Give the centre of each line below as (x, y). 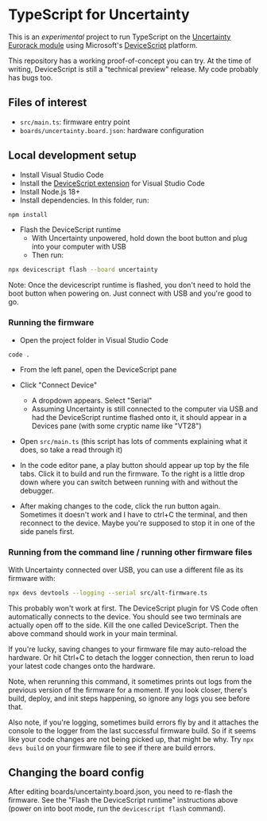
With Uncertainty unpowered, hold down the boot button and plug (139, 238)
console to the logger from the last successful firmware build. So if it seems (132, 730)
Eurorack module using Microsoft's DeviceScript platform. (103, 45)
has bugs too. (31, 77)
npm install (28, 214)
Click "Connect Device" (58, 385)
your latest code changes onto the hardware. (82, 666)
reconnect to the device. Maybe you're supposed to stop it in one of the (137, 523)
